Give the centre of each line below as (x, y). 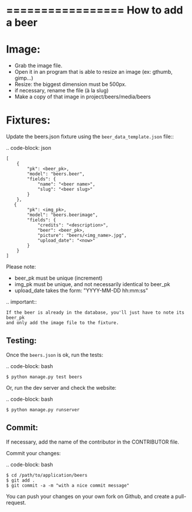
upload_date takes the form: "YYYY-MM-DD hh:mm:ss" (81, 291)
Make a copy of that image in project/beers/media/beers (83, 97)
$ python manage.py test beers (44, 377)
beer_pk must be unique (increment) (59, 278)
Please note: (21, 267)
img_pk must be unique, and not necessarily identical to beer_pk (92, 284)
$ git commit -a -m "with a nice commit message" (68, 485)
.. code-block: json (29, 148)
